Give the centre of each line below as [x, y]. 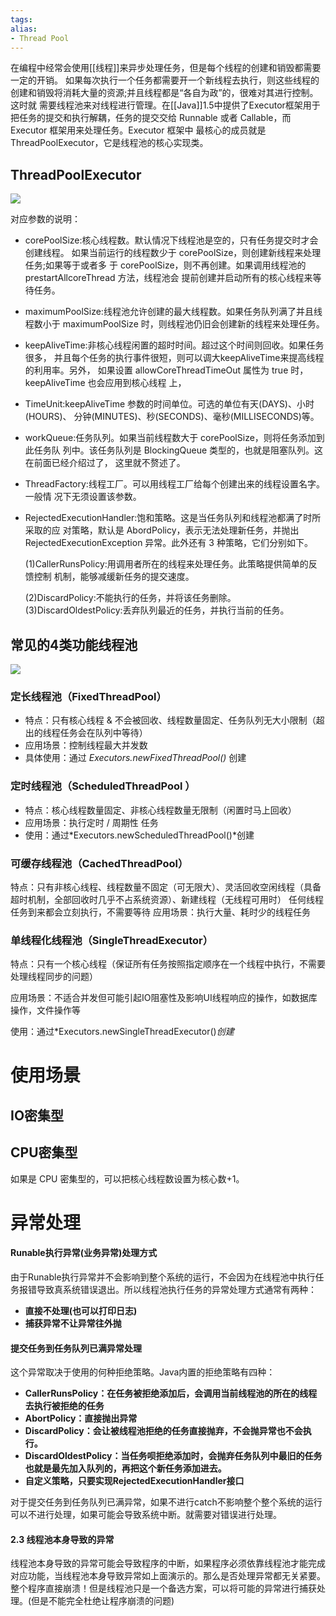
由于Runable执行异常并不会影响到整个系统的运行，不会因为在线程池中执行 [163, 1277]
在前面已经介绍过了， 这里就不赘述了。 [105, 463]
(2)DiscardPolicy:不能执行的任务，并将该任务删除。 [130, 598]
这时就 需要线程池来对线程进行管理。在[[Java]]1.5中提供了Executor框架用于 [165, 105]
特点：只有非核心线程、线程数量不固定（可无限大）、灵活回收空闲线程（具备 [166, 887]
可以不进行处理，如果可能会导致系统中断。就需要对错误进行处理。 [146, 1515]
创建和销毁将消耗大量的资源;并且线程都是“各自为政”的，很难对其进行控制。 [164, 93]
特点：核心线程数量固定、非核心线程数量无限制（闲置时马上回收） [160, 810]
